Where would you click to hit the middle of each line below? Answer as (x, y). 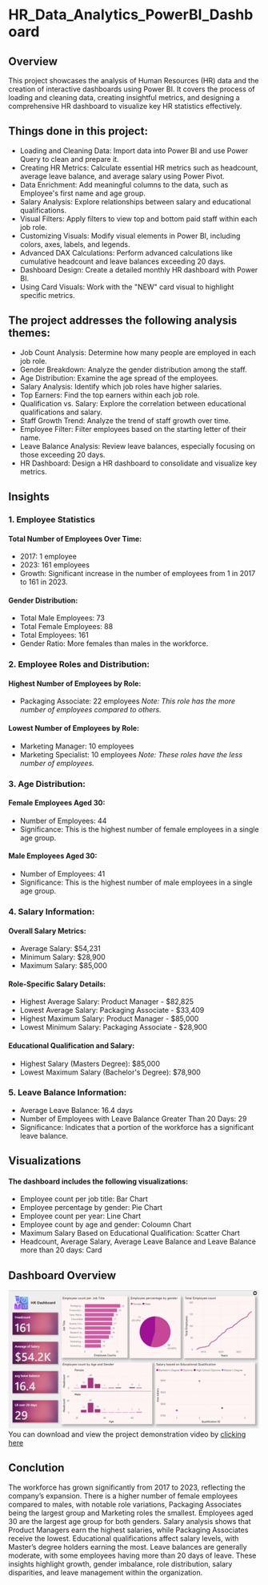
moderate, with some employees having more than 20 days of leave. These (132, 1555)
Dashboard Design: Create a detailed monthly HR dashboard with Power (139, 269)
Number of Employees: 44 (63, 821)
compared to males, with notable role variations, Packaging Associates (125, 1504)
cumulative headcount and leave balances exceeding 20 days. (123, 261)
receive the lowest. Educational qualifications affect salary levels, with (124, 1538)
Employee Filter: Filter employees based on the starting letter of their (133, 429)
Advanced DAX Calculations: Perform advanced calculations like (126, 252)
